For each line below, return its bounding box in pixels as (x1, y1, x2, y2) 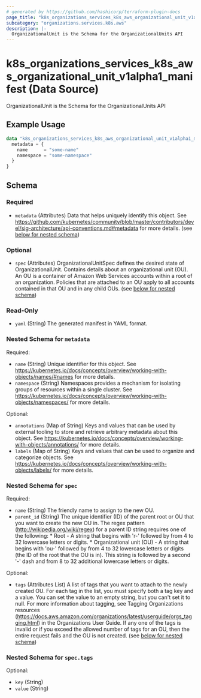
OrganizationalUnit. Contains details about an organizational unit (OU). (14, 266, 188, 273)
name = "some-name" (17, 146, 79, 153)
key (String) (14, 679, 44, 686)
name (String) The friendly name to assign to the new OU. (14, 507, 154, 514)
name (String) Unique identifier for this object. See (14, 360, 136, 367)
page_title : (6, 14, 36, 20)
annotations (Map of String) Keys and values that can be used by (14, 421, 176, 429)
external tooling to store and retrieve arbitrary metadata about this (14, 428, 178, 435)
